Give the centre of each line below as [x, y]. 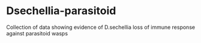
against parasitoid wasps [37, 33]
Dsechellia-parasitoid [61, 11]
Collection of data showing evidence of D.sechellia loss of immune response [101, 27]
